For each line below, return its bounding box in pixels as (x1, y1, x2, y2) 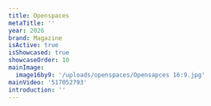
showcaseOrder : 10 (8, 57, 70, 65)
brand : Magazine (8, 33, 62, 42)
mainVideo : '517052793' (8, 78, 88, 86)
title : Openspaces (8, 11, 70, 20)
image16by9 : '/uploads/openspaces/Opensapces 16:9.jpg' (15, 71, 205, 79)
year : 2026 (8, 26, 45, 34)
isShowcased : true (8, 49, 70, 57)
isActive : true (8, 41, 59, 49)
